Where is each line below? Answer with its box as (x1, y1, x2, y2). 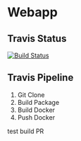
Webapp (7, 4, 58, 21)
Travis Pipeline (7, 72, 74, 84)
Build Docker (17, 106, 55, 114)
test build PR (7, 127, 44, 135)
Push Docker (17, 113, 55, 121)
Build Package (17, 98, 60, 106)
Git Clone (17, 90, 45, 99)
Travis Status (7, 33, 67, 45)
